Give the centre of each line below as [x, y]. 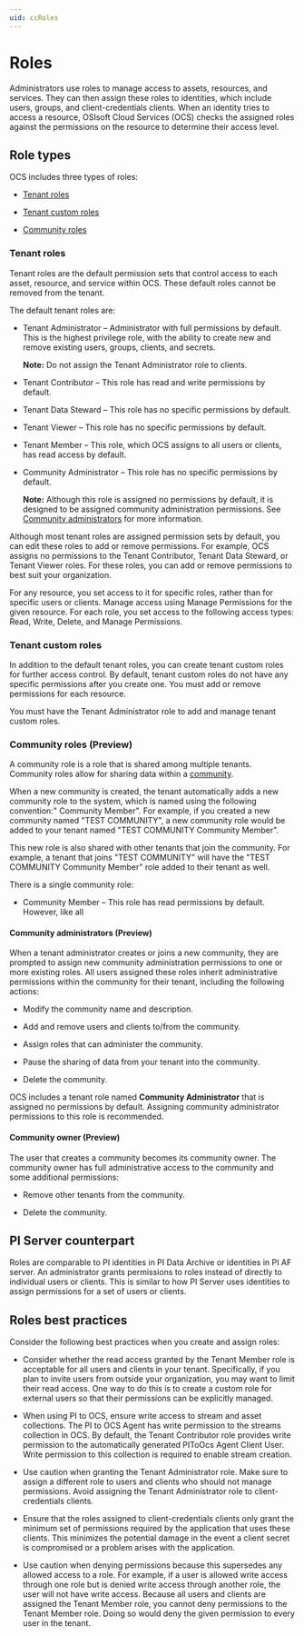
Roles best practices [69, 1320]
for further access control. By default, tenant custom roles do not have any [149, 674]
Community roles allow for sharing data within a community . [122, 774]
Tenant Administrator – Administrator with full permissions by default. [152, 327]
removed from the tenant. [57, 293]
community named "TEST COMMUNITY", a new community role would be [147, 821]
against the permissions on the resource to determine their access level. [144, 126]
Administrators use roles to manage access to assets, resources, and [138, 88]
